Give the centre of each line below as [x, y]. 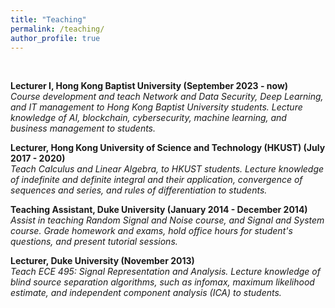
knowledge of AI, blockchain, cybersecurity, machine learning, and [148, 118]
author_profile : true [55, 38]
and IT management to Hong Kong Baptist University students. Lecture [156, 107]
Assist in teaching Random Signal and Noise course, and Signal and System [167, 220]
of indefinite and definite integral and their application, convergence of [156, 180]
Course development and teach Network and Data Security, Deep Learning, [167, 97]
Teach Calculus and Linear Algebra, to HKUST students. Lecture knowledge [167, 169]
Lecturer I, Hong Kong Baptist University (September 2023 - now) [149, 86]
